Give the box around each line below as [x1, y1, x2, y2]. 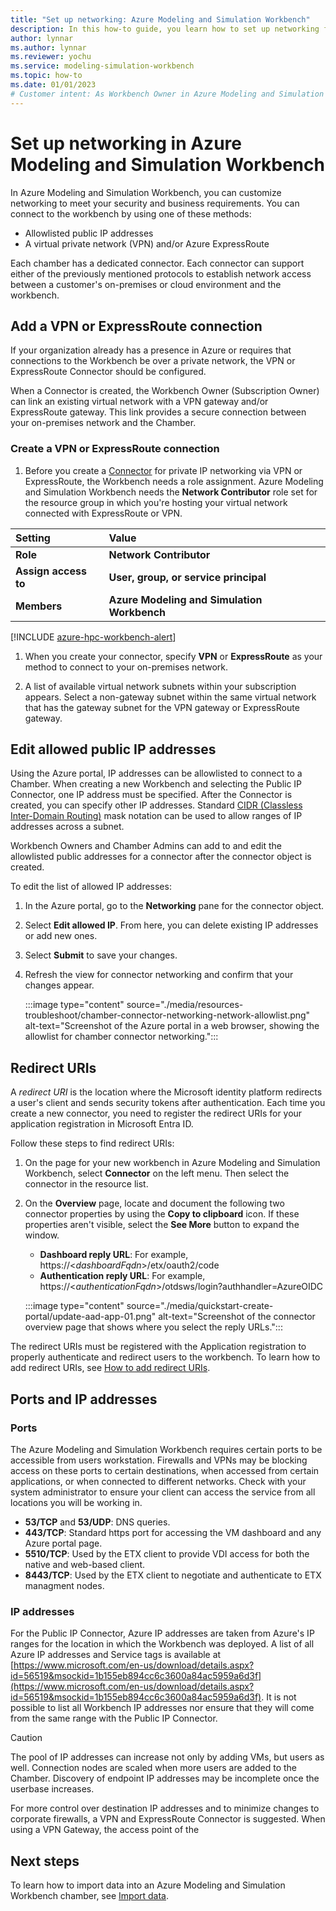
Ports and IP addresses [10, 1391, 158, 1408]
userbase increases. [10, 1783, 95, 1795]
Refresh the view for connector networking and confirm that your [24, 969, 294, 981]
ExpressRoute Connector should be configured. [10, 366, 207, 378]
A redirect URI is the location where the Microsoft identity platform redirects [10, 1086, 323, 1098]
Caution [10, 1732, 43, 1744]
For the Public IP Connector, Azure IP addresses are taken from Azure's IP [10, 1627, 315, 1640]
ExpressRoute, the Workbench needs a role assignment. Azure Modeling [24, 475, 324, 487]
